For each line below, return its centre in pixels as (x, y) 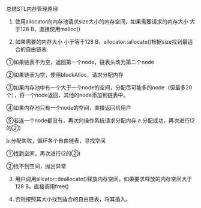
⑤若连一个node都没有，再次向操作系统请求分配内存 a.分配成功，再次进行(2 (100, 120)
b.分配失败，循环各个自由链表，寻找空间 (56, 141)
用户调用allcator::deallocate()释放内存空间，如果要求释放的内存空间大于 (103, 179)
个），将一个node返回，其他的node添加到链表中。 (67, 95)
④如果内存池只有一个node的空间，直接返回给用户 (69, 108)
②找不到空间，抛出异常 (36, 166)
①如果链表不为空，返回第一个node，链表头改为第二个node (80, 62)
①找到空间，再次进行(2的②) (43, 153)
